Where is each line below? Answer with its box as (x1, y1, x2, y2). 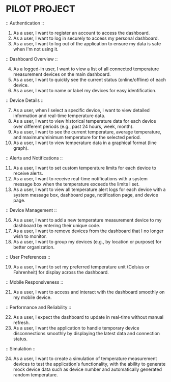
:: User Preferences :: (6, 254, 50, 260)
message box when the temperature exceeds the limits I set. (13, 181, 140, 187)
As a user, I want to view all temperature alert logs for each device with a (13, 186, 166, 193)
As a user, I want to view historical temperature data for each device (13, 118, 157, 124)
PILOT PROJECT (6, 3, 75, 15)
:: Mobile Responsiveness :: (6, 279, 63, 285)
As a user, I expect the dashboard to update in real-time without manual (13, 314, 164, 320)
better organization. (13, 244, 55, 250)
